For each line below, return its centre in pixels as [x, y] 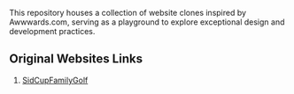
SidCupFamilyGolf [55, 80]
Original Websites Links [76, 59]
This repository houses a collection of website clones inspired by [128, 13]
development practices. [52, 31]
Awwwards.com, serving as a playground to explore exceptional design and [147, 22]
